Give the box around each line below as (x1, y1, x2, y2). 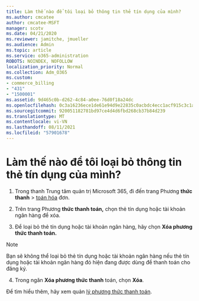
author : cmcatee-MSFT (6, 20, 60, 25)
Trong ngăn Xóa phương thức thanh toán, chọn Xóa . (14, 276, 144, 283)
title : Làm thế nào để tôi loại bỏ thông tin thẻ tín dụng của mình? (6, 8, 182, 15)
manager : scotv (6, 25, 44, 31)
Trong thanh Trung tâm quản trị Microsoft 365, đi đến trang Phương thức (14, 187, 192, 194)
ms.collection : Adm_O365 (6, 69, 68, 75)
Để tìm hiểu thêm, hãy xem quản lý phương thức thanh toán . (6, 288, 152, 295)
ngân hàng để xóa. (14, 212, 61, 219)
